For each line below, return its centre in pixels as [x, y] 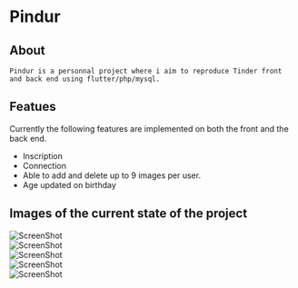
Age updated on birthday [69, 184]
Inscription [43, 155]
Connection [44, 165]
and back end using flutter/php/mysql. [85, 79]
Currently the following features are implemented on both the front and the [149, 128]
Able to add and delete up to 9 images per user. [112, 175]
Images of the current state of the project [129, 214]
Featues [33, 107]
